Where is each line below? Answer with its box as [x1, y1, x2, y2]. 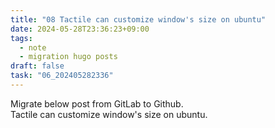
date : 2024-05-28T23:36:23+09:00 [10, 24, 150, 34]
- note [19, 42, 47, 53]
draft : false [10, 61, 65, 71]
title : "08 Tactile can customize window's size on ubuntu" [10, 14, 267, 25]
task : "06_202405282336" [10, 71, 114, 81]
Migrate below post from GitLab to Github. [10, 97, 184, 110]
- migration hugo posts [19, 52, 118, 62]
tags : [10, 33, 33, 43]
